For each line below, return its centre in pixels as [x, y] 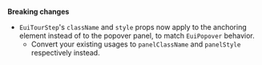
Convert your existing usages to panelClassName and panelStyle [136, 44]
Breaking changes [38, 12]
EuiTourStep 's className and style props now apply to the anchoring [133, 27]
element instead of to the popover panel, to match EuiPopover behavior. [137, 36]
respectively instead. [66, 53]
